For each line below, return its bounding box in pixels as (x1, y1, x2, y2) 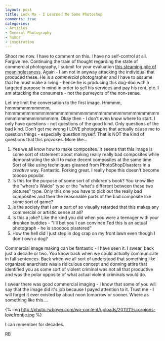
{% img (5, 306, 20, 312)
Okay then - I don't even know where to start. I (60, 115, 156, 121)
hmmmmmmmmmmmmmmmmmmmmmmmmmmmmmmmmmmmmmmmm (5, 110, 160, 116)
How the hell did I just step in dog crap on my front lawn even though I (12, 230, 156, 236)
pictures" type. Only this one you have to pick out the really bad (12, 188, 142, 194)
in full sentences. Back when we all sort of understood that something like (5, 256, 156, 262)
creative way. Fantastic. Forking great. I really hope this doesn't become (12, 167, 160, 173)
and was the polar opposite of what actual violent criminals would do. (5, 271, 147, 278)
